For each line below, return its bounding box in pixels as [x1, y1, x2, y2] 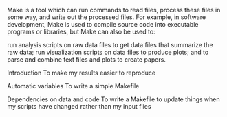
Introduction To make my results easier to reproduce [7, 68, 156, 77]
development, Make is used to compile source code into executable [7, 21, 199, 28]
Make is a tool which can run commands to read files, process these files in [7, 6, 221, 14]
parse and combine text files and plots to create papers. [7, 55, 166, 64]
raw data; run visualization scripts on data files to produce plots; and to [7, 48, 209, 56]
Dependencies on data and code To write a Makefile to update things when [7, 95, 220, 103]
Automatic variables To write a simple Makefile [7, 82, 140, 90]
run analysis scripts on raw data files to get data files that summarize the [7, 41, 213, 49]
